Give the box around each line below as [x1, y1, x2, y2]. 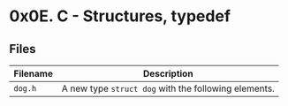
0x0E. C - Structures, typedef [9, 6, 231, 26]
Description [142, 68, 193, 79]
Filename [13, 68, 53, 79]
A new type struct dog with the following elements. [61, 82, 276, 95]
